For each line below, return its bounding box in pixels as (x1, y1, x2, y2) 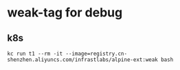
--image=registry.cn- (65, 50, 128, 57)
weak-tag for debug (7, 5, 123, 21)
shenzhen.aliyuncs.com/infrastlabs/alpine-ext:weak (7, 56, 158, 63)
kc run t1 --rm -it (7, 50, 63, 57)
